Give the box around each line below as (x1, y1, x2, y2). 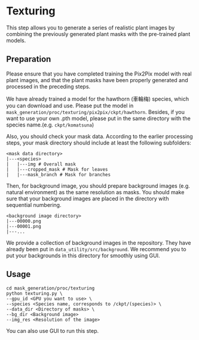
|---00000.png (6, 218, 42, 224)
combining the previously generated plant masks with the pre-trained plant (6, 30, 191, 37)
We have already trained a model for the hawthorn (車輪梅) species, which (6, 95, 189, 103)
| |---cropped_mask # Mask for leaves (6, 166, 109, 172)
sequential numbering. (6, 201, 62, 208)
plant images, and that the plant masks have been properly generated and (6, 76, 188, 83)
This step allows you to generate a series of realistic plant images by (6, 24, 175, 31)
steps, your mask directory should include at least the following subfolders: (6, 139, 191, 146)
